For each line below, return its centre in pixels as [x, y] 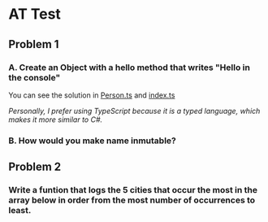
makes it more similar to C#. [56, 120]
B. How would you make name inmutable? [92, 141]
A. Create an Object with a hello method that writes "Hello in [129, 67]
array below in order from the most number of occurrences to [132, 200]
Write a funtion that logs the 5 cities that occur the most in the [133, 190]
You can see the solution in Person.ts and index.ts [92, 95]
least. [20, 211]
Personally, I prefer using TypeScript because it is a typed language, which [134, 111]
